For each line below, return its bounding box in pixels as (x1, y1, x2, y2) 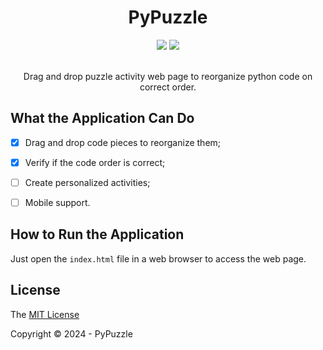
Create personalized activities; (24, 176, 151, 188)
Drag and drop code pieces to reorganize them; (24, 136, 222, 148)
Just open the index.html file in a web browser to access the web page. (10, 252, 307, 265)
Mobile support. (24, 196, 91, 208)
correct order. (139, 81, 197, 93)
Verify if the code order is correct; (24, 156, 166, 168)
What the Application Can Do (10, 110, 195, 127)
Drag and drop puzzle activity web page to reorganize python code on (23, 70, 313, 82)
